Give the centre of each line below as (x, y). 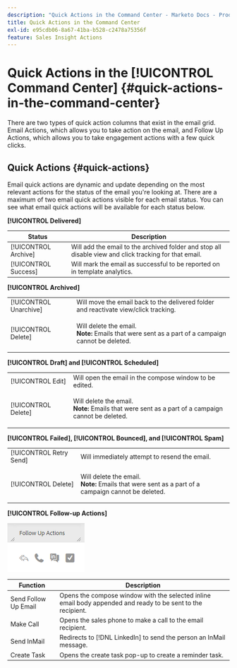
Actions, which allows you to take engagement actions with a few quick (111, 138)
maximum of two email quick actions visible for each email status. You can (115, 199)
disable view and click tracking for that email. (136, 254)
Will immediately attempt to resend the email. (146, 457)
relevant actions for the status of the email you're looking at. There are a (112, 192)
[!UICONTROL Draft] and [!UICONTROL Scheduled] (83, 363)
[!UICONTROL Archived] (43, 287)
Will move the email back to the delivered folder (145, 302)
